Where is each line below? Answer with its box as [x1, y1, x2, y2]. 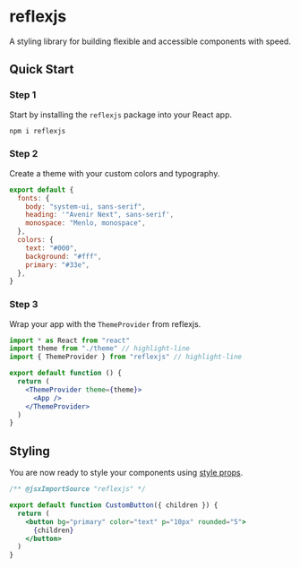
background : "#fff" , [25, 252, 102, 261]
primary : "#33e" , [25, 260, 90, 270]
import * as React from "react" [9, 336, 130, 345]
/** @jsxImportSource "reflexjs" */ [9, 485, 146, 494]
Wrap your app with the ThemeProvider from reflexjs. [9, 318, 201, 329]
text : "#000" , [25, 244, 78, 253]
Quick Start [9, 62, 74, 77]
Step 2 [9, 148, 39, 160]
